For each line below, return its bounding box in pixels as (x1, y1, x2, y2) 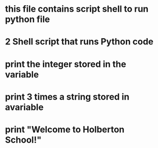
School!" (5, 134, 42, 145)
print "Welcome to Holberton (5, 124, 125, 135)
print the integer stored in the (5, 59, 126, 69)
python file (5, 14, 50, 25)
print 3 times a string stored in (5, 91, 130, 102)
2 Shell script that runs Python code (5, 36, 154, 47)
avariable (5, 102, 44, 113)
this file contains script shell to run (5, 3, 149, 15)
